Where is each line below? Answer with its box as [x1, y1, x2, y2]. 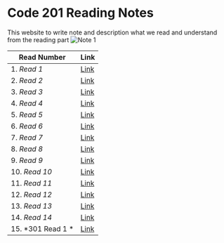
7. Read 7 [11, 132, 44, 142]
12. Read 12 [11, 190, 53, 199]
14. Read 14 [11, 212, 53, 222]
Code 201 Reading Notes [7, 5, 154, 21]
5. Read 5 [11, 110, 44, 119]
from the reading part [7, 35, 70, 44]
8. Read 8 [11, 144, 44, 154]
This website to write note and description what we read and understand [7, 28, 218, 37]
